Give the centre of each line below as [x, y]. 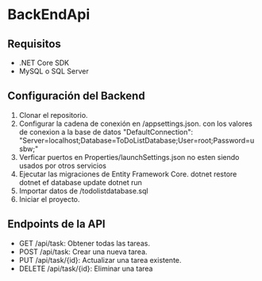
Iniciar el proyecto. [49, 199]
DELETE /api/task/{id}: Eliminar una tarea [86, 268]
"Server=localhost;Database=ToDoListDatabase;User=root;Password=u [137, 140]
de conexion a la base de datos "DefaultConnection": [106, 131]
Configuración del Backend [76, 96]
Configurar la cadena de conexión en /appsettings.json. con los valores [136, 123]
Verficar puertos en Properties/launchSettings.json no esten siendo [129, 157]
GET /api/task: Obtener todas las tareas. [84, 243]
